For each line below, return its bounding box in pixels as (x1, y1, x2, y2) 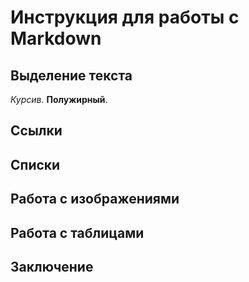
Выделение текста (10, 67, 133, 84)
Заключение (10, 258, 94, 275)
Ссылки (10, 122, 63, 140)
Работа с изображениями (10, 191, 180, 208)
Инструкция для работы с (10, 6, 240, 29)
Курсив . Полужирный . (10, 94, 108, 105)
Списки (10, 156, 61, 173)
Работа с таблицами (10, 224, 145, 241)
